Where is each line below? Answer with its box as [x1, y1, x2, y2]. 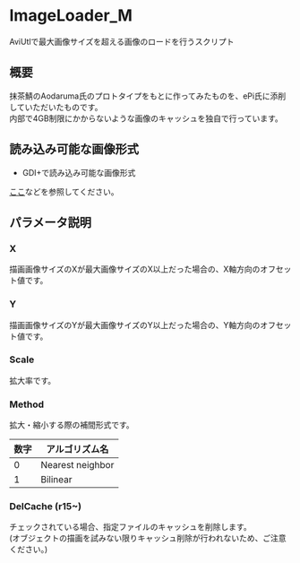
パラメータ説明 [9, 214, 92, 230]
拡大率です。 [9, 375, 56, 385]
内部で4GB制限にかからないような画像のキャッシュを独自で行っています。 [9, 113, 284, 124]
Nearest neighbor [40, 459, 115, 472]
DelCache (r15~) [9, 500, 82, 513]
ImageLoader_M [9, 5, 133, 26]
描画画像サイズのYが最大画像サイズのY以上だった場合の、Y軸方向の [9, 319, 261, 330]
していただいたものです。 [9, 101, 103, 112]
